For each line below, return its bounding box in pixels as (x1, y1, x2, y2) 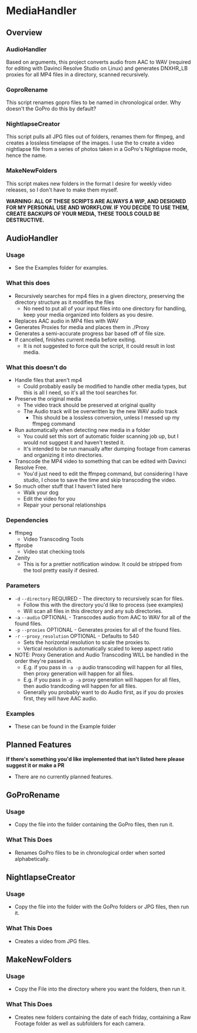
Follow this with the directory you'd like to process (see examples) (23, 601, 184, 608)
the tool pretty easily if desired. (23, 567, 99, 574)
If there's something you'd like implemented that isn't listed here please (6, 755, 185, 762)
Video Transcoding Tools (23, 536, 84, 543)
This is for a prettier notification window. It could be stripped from (23, 561, 182, 568)
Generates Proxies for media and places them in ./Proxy (14, 323, 150, 330)
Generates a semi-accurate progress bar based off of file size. (14, 330, 166, 337)
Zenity (14, 554, 30, 562)
